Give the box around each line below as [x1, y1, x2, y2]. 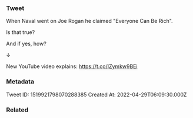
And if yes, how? [6, 40, 47, 48]
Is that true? [6, 29, 35, 36]
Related [6, 106, 29, 114]
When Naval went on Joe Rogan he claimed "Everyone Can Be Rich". [6, 18, 173, 25]
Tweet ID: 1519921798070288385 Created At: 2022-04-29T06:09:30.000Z [6, 91, 187, 98]
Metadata [6, 77, 34, 86]
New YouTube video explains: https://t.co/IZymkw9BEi [6, 63, 138, 70]
